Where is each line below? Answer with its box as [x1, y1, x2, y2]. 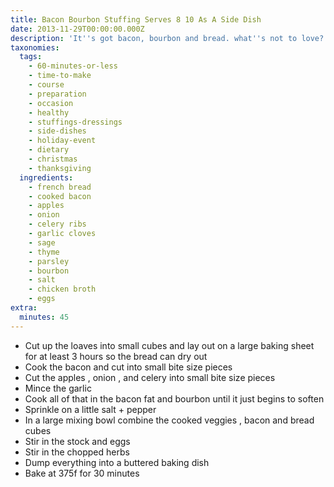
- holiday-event [28, 136, 97, 146]
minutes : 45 [19, 312, 70, 322]
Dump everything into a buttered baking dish [24, 456, 210, 468]
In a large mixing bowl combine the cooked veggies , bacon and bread [24, 414, 315, 426]
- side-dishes [28, 126, 87, 136]
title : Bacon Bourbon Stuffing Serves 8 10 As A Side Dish [10, 14, 262, 25]
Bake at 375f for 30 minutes [24, 467, 140, 479]
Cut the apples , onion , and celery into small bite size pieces [24, 371, 276, 383]
